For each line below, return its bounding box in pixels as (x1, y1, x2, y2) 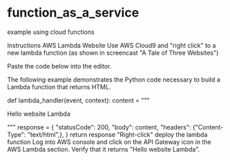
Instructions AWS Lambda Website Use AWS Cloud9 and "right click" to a (7, 41, 216, 49)
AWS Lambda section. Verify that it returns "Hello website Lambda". (7, 145, 200, 153)
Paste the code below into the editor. (7, 62, 112, 70)
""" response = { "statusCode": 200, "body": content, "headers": (7, 123, 191, 131)
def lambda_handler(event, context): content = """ (7, 96, 150, 105)
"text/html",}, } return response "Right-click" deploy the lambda (27, 130, 208, 139)
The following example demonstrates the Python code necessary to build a (7, 75, 221, 84)
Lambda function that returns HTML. (7, 82, 111, 91)
